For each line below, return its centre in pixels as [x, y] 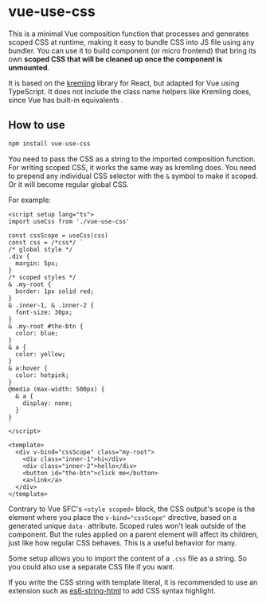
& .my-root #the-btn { [46, 326]
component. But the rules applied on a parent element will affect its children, [133, 534]
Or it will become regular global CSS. [68, 184]
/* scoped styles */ [43, 277]
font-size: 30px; [44, 312]
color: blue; [37, 333]
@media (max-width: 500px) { [57, 389]
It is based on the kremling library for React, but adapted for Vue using [124, 83]
